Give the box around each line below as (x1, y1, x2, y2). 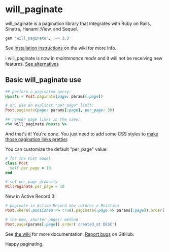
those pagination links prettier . (5, 136, 69, 142)
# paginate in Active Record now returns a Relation (5, 203, 119, 208)
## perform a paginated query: (5, 89, 72, 94)
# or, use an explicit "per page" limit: (5, 103, 94, 108)
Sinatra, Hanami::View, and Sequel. (5, 25, 79, 32)
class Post (5, 160, 28, 166)
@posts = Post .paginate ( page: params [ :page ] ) (5, 94, 103, 99)
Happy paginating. (5, 241, 44, 247)
